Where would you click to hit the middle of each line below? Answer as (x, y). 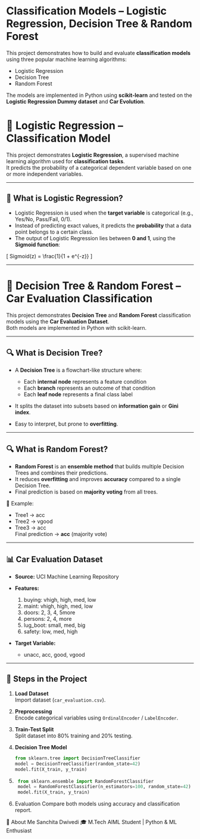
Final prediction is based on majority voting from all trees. (86, 492)
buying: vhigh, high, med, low (60, 600)
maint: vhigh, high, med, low (58, 606)
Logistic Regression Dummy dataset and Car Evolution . (76, 101)
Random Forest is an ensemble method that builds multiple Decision (99, 467)
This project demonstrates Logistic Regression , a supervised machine (93, 155)
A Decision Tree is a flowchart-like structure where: (78, 370)
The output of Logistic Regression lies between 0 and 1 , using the (95, 238)
